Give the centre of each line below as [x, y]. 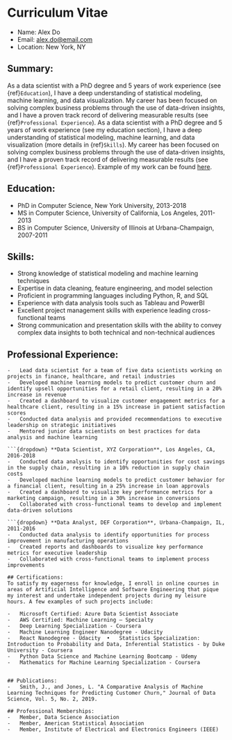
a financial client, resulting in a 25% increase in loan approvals [108, 486]
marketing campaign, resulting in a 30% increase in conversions [103, 499]
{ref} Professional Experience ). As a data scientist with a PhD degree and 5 [115, 122]
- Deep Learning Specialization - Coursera [74, 626]
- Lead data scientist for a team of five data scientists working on [115, 371]
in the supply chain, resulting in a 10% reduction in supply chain [108, 468]
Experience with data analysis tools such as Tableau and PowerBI [111, 303]
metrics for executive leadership [57, 553]
